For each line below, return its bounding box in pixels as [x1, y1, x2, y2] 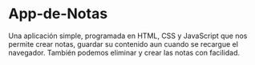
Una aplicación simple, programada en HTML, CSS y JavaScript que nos [8, 31, 248, 40]
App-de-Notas [8, 5, 108, 23]
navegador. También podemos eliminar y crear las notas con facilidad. [8, 48, 241, 57]
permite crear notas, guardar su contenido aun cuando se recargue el [8, 39, 239, 48]
